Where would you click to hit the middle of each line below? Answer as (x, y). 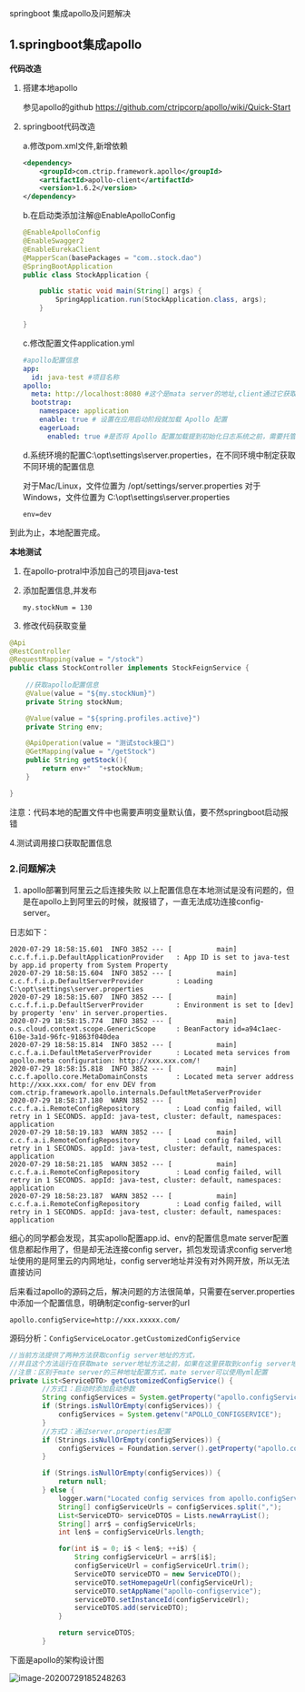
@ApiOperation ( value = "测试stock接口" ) (100, 743)
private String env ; (64, 727)
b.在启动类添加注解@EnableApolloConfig (98, 216)
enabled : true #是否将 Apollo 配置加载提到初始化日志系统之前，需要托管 (172, 436)
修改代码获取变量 (54, 625)
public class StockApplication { (86, 275)
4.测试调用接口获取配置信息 (61, 842)
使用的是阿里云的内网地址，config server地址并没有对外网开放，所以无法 (153, 1260)
